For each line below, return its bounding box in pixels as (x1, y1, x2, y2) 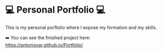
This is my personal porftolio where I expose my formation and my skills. (5, 24, 157, 31)
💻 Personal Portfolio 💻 (5, 4, 105, 16)
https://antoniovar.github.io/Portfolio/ (5, 42, 83, 48)
